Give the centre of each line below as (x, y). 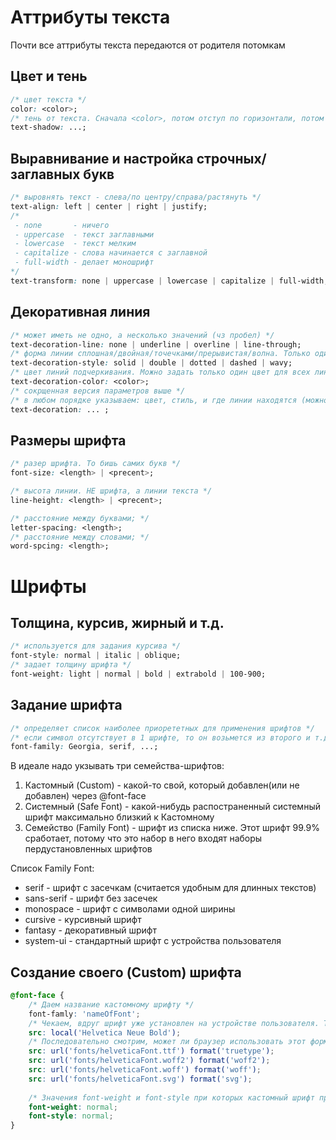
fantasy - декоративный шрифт (90, 930)
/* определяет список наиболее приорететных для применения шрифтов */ (162, 728)
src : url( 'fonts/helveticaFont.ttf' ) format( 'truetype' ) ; (151, 1051)
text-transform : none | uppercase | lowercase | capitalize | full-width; (169, 281)
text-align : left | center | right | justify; (109, 206)
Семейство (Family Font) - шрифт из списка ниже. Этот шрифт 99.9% (172, 828)
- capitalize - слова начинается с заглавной (111, 253)
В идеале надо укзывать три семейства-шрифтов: (117, 766)
